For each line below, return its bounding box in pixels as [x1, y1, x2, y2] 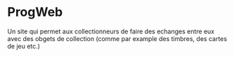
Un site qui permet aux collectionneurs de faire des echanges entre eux [7, 27, 215, 35]
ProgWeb [7, 4, 63, 20]
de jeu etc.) [7, 42, 41, 50]
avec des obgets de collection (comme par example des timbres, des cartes [7, 34, 227, 42]
